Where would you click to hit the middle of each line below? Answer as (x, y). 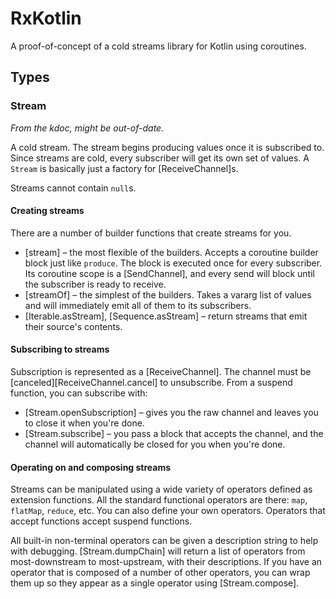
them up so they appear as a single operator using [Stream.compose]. (155, 583)
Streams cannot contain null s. (73, 188)
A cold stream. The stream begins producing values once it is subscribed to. (167, 147)
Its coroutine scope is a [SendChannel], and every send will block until (169, 273)
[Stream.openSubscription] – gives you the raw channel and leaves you (171, 413)
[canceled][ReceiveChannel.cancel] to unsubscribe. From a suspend (151, 383)
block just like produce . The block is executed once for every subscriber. (173, 263)
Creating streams (47, 211)
